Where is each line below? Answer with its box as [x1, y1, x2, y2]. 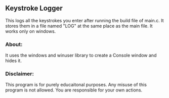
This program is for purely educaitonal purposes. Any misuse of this [5, 82, 147, 88]
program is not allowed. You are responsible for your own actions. [5, 87, 143, 93]
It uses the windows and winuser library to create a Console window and [5, 53, 157, 59]
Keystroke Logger [5, 4, 63, 13]
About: [5, 40, 23, 47]
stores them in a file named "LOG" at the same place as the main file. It [5, 23, 153, 29]
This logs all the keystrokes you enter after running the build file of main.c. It [5, 17, 164, 23]
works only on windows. [5, 28, 56, 34]
